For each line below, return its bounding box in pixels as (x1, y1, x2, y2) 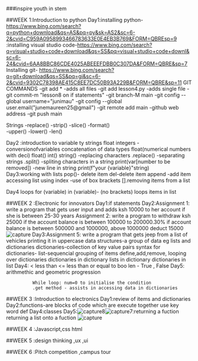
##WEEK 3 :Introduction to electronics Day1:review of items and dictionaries (6, 296, 191, 302)
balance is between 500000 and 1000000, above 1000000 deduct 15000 (6, 225, 184, 231)
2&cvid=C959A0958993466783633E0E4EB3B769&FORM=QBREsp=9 (6, 35, 177, 42)
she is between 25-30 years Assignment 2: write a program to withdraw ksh (6, 212, 191, 219)
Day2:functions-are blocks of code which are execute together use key (6, 302, 179, 309)
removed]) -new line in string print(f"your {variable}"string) (6, 164, 150, 171)
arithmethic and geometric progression (6, 269, 101, 276)
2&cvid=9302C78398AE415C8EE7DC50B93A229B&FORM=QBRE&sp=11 (6, 79, 182, 86)
